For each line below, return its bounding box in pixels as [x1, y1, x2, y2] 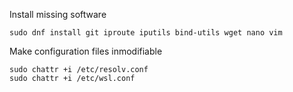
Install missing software [9, 9, 107, 20]
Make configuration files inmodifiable [9, 45, 163, 57]
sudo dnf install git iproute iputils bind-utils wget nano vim [9, 28, 283, 38]
